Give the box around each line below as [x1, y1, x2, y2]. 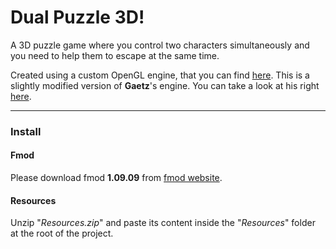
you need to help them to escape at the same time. [10, 49, 220, 61]
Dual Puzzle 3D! [10, 6, 145, 29]
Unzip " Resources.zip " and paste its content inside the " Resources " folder [10, 217, 316, 229]
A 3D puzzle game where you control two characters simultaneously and [10, 39, 310, 51]
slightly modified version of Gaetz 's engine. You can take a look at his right [10, 79, 320, 91]
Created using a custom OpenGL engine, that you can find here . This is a [10, 69, 310, 81]
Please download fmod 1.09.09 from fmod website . [10, 172, 223, 184]
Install [10, 124, 42, 138]
